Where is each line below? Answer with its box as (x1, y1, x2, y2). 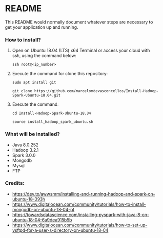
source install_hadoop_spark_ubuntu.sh (12, 119, 94, 124)
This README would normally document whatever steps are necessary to (5, 19, 153, 25)
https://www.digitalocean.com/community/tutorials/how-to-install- (12, 201, 146, 207)
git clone (12, 89, 33, 94)
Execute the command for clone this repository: (12, 71, 108, 77)
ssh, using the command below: (12, 53, 77, 59)
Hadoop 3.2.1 (12, 147, 39, 153)
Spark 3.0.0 (12, 152, 36, 158)
